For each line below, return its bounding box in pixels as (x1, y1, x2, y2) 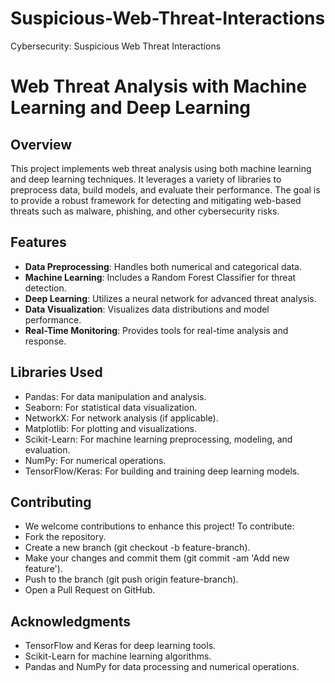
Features (10, 234, 67, 251)
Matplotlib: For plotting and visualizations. (24, 422, 198, 434)
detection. (24, 282, 67, 294)
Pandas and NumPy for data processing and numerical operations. (24, 661, 300, 673)
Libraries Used (10, 364, 103, 381)
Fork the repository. (24, 531, 107, 543)
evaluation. (24, 443, 71, 456)
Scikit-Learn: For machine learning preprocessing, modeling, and (24, 433, 293, 445)
